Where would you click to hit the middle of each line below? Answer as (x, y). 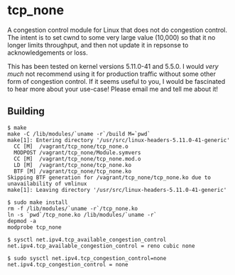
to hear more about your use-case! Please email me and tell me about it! (113, 89)
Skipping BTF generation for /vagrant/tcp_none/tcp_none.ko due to (109, 177)
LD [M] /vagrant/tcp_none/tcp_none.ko (73, 165)
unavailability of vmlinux (47, 183)
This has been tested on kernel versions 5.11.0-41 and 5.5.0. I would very (113, 66)
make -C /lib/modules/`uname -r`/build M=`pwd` (79, 134)
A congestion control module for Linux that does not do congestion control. (117, 30)
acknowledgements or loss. (48, 53)
